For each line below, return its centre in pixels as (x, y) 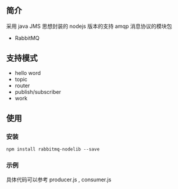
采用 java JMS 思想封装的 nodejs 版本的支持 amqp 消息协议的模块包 (89, 26)
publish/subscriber (38, 92)
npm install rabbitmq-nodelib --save (53, 149)
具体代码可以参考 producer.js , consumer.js (59, 179)
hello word (28, 73)
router (22, 86)
